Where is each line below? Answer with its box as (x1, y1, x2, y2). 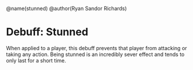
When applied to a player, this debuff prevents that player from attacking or (6, 44, 187, 51)
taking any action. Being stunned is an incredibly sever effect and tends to (6, 51, 185, 58)
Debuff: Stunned (6, 26, 89, 38)
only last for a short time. (6, 57, 66, 64)
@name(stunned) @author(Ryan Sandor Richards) (6, 5, 127, 12)
